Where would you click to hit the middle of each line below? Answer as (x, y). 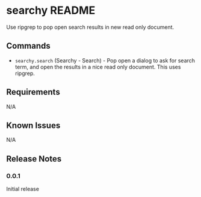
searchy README (51, 11)
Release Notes (34, 159)
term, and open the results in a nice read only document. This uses (98, 67)
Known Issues (33, 125)
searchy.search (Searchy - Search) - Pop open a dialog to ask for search (105, 60)
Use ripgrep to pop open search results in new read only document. (90, 27)
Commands (29, 46)
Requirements (33, 92)
